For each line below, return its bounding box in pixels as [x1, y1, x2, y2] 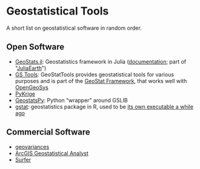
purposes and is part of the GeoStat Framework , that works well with [15, 77, 187, 84]
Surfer [15, 156, 32, 163]
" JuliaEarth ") [15, 64, 47, 71]
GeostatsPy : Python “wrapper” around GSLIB [15, 96, 128, 104]
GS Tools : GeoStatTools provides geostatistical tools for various [15, 71, 175, 78]
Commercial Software [6, 127, 91, 138]
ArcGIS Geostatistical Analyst [15, 150, 89, 157]
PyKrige [15, 90, 35, 98]
